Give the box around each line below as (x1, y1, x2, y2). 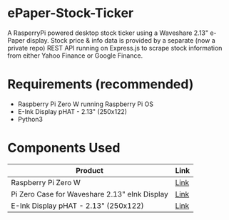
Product (76, 165, 103, 175)
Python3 (17, 115, 43, 123)
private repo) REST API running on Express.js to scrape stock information (7, 43, 223, 52)
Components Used (7, 140, 121, 156)
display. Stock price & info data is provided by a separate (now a (26, 36, 215, 44)
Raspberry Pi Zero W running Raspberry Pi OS (17, 100, 153, 108)
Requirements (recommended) (7, 76, 194, 93)
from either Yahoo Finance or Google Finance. (7, 51, 143, 60)
